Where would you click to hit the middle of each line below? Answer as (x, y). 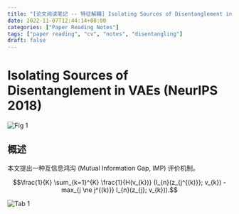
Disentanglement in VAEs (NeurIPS (113, 91)
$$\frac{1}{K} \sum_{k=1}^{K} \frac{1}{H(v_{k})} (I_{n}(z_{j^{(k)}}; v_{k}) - (119, 182)
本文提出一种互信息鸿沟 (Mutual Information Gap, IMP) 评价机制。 (103, 168)
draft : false (27, 41)
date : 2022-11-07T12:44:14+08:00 (57, 21)
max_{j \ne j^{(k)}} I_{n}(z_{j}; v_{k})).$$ (119, 190)
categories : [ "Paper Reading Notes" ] (63, 27)
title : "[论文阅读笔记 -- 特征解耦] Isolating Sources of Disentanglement (115, 14)
